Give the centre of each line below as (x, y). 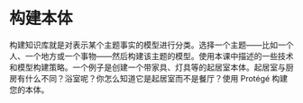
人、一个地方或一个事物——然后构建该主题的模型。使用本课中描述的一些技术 (151, 56)
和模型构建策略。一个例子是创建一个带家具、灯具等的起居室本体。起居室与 (147, 67)
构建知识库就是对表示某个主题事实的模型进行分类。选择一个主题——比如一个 (151, 45)
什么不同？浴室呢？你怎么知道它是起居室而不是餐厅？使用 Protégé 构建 (156, 78)
